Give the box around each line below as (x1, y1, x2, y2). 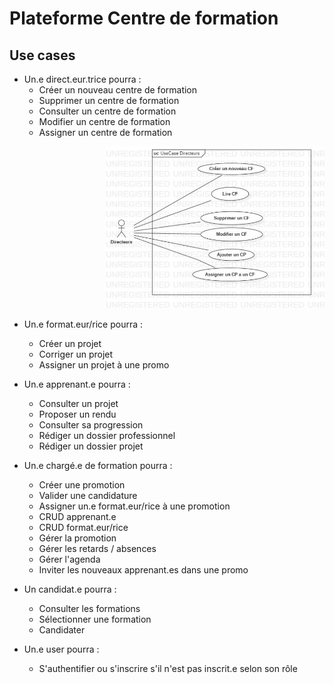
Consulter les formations (38, 603, 141, 615)
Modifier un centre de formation (38, 116, 171, 127)
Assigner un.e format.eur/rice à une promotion (38, 500, 231, 512)
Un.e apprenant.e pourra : (23, 378, 131, 391)
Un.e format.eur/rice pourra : (23, 318, 144, 331)
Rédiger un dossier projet (38, 440, 144, 452)
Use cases (9, 47, 76, 64)
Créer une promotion (38, 479, 126, 491)
